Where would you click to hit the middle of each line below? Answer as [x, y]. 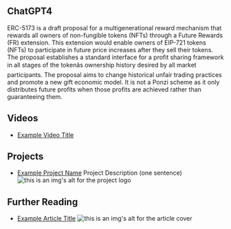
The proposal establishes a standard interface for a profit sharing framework [115, 57]
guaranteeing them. [35, 96]
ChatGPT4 [30, 11]
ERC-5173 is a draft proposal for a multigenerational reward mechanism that [114, 28]
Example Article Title [46, 219]
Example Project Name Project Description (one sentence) [99, 173]
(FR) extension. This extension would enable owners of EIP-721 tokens [107, 42]
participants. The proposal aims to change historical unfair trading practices [114, 74]
